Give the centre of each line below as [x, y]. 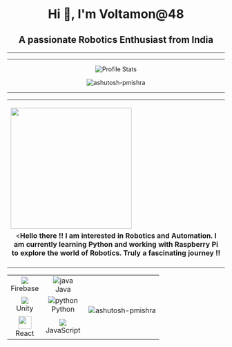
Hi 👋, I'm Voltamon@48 [116, 14]
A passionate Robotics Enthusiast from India [116, 40]
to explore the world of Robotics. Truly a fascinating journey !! [116, 253]
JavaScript [63, 330]
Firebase [25, 288]
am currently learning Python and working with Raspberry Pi [116, 244]
